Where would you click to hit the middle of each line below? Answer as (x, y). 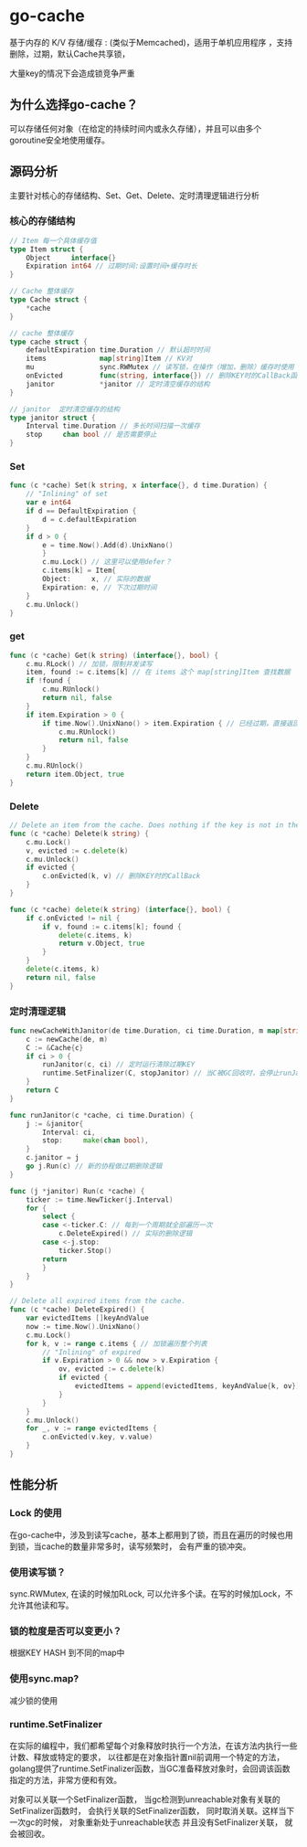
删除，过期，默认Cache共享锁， (70, 53)
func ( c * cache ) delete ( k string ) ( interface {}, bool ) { (120, 909)
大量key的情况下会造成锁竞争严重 (72, 73)
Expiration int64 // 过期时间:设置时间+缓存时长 (112, 266)
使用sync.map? (44, 1679)
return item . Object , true (75, 774)
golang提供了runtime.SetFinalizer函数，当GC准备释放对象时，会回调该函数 (150, 1768)
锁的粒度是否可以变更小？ (66, 1630)
